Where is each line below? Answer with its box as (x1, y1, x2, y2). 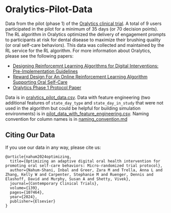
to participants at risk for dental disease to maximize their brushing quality (5, 37, 161, 43)
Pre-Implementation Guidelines (12, 68, 78, 74)
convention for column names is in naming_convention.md (5, 116, 128, 122)
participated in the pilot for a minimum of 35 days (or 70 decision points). (5, 25, 159, 32)
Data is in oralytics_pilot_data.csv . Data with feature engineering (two (5, 94, 151, 100)
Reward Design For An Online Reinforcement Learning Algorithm (12, 73, 148, 79)
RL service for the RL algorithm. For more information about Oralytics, (5, 47, 152, 54)
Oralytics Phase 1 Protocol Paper (12, 84, 81, 90)
